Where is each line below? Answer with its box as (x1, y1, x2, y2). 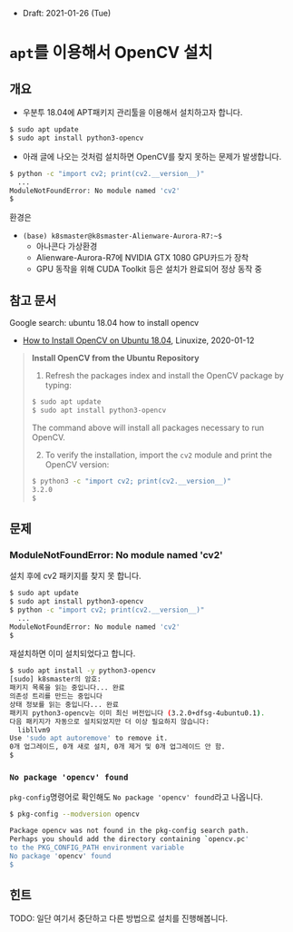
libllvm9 (17, 725, 51, 734)
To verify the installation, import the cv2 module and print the (44, 449, 273, 460)
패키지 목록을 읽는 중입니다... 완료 (9, 683, 125, 692)
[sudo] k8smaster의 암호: (9, 675, 102, 684)
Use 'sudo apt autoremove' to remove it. (9, 734, 169, 743)
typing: (44, 380, 73, 391)
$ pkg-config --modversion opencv (9, 809, 141, 819)
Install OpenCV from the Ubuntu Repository (31, 353, 200, 364)
